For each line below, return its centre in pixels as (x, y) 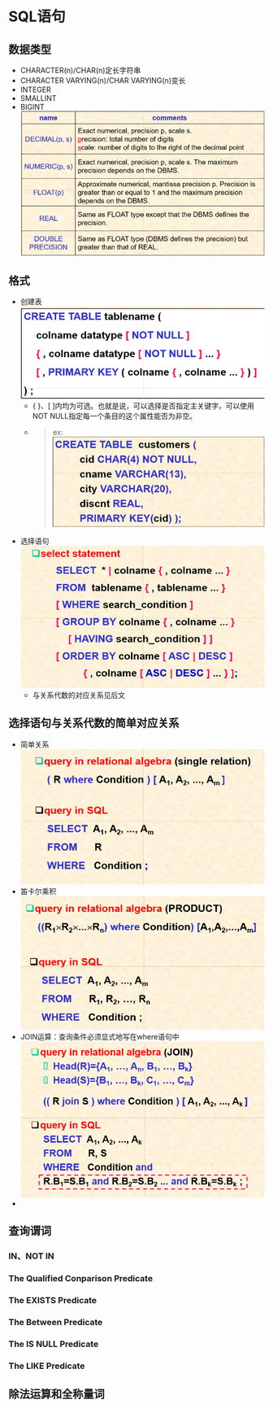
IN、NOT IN (31, 1256)
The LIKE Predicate (47, 1366)
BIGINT (32, 107)
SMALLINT (38, 98)
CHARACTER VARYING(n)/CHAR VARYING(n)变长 (103, 81)
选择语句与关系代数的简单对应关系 (94, 724)
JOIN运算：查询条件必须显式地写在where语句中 (100, 1036)
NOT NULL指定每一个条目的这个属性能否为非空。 (115, 416)
